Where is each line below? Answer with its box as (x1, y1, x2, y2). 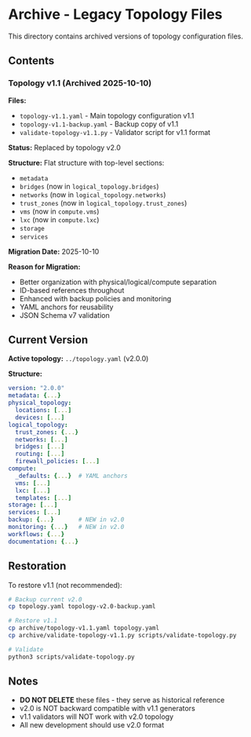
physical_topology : (8, 399, 72, 407)
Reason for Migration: (8, 261, 81, 272)
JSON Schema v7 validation (19, 310, 110, 319)
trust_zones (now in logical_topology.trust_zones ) (19, 198, 187, 207)
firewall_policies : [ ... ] (15, 458, 100, 465)
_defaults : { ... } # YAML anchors (15, 472, 128, 480)
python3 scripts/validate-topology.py (8, 653, 135, 661)
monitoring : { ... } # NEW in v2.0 (8, 524, 125, 531)
